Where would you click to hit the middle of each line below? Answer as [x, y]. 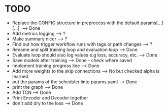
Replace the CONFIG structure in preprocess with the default [76, 23]
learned [20, 76]
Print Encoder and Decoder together [50, 98]
